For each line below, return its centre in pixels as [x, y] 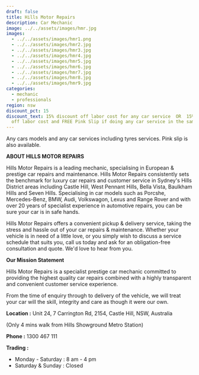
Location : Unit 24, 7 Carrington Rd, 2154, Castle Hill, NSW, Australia [89, 313]
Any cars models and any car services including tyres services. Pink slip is [97, 139]
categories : [21, 89]
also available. [24, 145]
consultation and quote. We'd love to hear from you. [70, 249]
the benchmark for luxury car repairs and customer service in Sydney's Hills [99, 181]
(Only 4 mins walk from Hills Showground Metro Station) [75, 325]
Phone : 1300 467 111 [32, 336]
